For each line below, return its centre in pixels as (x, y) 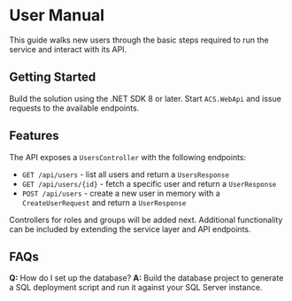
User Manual (57, 15)
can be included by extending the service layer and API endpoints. (130, 229)
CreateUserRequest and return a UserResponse (104, 202)
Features (34, 136)
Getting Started (53, 77)
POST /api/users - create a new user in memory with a (121, 193)
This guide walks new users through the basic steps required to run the (139, 40)
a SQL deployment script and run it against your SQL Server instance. (136, 288)
